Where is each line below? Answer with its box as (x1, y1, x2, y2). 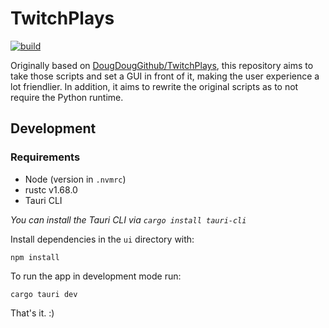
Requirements (10, 150, 81, 164)
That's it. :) (10, 307, 55, 319)
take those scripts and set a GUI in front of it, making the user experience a (10, 70, 320, 82)
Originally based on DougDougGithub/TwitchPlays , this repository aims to (10, 59, 314, 71)
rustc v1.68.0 (24, 183, 78, 196)
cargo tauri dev (10, 289, 78, 299)
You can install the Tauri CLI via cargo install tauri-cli (10, 213, 247, 226)
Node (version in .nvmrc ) (24, 173, 127, 185)
